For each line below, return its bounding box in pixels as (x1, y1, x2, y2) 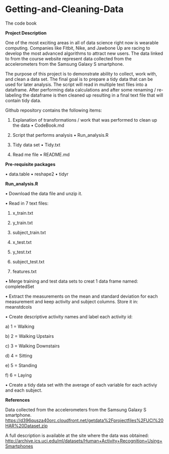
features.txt (12, 268, 37, 275)
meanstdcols (5, 304, 32, 310)
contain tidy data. (5, 97, 42, 104)
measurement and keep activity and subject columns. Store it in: (5, 298, 138, 305)
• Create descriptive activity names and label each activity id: (5, 313, 133, 320)
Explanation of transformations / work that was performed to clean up (12, 117, 157, 123)
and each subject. (5, 387, 43, 393)
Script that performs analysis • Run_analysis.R (12, 132, 109, 138)
